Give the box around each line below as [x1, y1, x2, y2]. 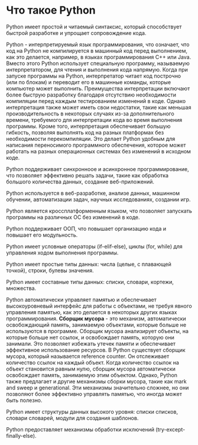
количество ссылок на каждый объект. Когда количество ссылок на [6, 359, 179, 366]
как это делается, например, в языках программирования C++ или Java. [6, 53, 191, 60]
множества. [6, 285, 37, 292]
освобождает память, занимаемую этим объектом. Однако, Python [6, 371, 178, 379]
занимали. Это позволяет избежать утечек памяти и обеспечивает [6, 340, 176, 347]
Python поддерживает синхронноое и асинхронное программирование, [6, 165, 189, 172]
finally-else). [6, 432, 37, 439]
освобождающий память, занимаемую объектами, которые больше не [6, 321, 187, 328]
